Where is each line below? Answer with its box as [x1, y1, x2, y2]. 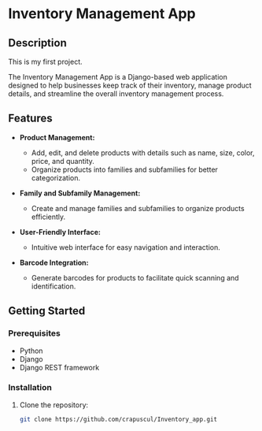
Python [19, 346, 43, 355]
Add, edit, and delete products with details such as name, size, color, [31, 147, 255, 158]
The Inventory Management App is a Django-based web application [8, 72, 228, 81]
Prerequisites [8, 328, 61, 339]
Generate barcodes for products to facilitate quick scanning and [31, 273, 239, 282]
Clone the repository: [19, 399, 89, 410]
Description [8, 36, 67, 50]
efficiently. [31, 212, 66, 221]
